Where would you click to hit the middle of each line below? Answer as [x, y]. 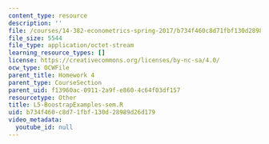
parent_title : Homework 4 [51, 75]
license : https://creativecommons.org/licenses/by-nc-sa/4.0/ [114, 61]
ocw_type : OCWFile [39, 68]
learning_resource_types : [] [57, 53]
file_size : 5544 [35, 38]
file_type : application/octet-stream [71, 46]
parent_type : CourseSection [55, 82]
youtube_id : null [44, 127]
